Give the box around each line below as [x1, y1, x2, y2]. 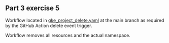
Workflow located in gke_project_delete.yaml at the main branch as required [5, 17, 164, 23]
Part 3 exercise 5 [5, 4, 60, 12]
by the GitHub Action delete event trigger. [5, 22, 92, 28]
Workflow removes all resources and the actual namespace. [5, 32, 131, 38]
